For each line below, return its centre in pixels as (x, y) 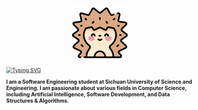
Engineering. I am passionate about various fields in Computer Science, (97, 88)
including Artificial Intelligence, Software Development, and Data (88, 94)
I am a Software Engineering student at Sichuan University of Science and (99, 82)
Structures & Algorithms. (38, 100)
